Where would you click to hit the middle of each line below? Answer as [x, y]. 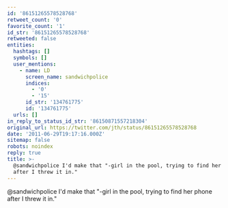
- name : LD [35, 70]
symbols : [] [30, 58]
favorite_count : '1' [37, 26]
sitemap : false [29, 140]
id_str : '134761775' [54, 102]
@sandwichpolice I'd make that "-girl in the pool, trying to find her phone [110, 191]
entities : [21, 45]
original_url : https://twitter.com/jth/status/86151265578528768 [102, 128]
